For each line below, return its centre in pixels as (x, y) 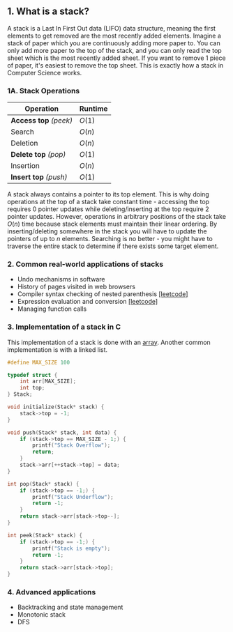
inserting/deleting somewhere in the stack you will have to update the (107, 231)
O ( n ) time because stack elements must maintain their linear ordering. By (112, 224)
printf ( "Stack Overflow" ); (72, 445)
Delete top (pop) (38, 155)
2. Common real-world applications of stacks (85, 264)
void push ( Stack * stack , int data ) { (62, 432)
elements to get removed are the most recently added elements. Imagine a (114, 36)
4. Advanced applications (52, 592)
